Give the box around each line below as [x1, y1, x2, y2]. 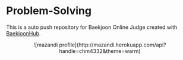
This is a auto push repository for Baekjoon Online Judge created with [6, 24, 178, 31]
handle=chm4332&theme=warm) [59, 47, 141, 54]
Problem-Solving [6, 4, 92, 18]
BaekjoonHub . [6, 29, 41, 36]
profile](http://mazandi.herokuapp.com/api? [59, 41, 166, 48]
